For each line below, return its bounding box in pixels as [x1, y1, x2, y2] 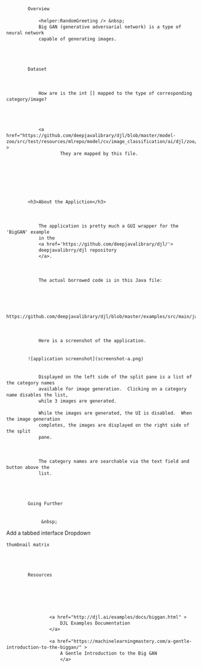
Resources [28, 572, 52, 578]
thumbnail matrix [6, 542, 50, 548]
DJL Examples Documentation [60, 620, 130, 626]
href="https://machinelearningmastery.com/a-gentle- [57, 638, 192, 644]
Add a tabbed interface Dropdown [6, 529, 91, 536]
